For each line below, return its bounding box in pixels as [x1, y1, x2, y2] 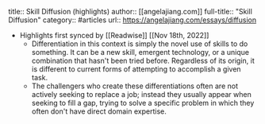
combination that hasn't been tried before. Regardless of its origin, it [31, 56, 255, 65]
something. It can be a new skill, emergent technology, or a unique [31, 48, 250, 56]
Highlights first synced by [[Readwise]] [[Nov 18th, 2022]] [19, 31, 209, 40]
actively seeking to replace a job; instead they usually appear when [31, 90, 252, 99]
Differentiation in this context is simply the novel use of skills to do [31, 39, 248, 48]
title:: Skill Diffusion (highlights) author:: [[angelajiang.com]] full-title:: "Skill [8, 7, 252, 16]
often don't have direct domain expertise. [31, 107, 167, 116]
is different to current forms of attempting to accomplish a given [31, 64, 241, 74]
